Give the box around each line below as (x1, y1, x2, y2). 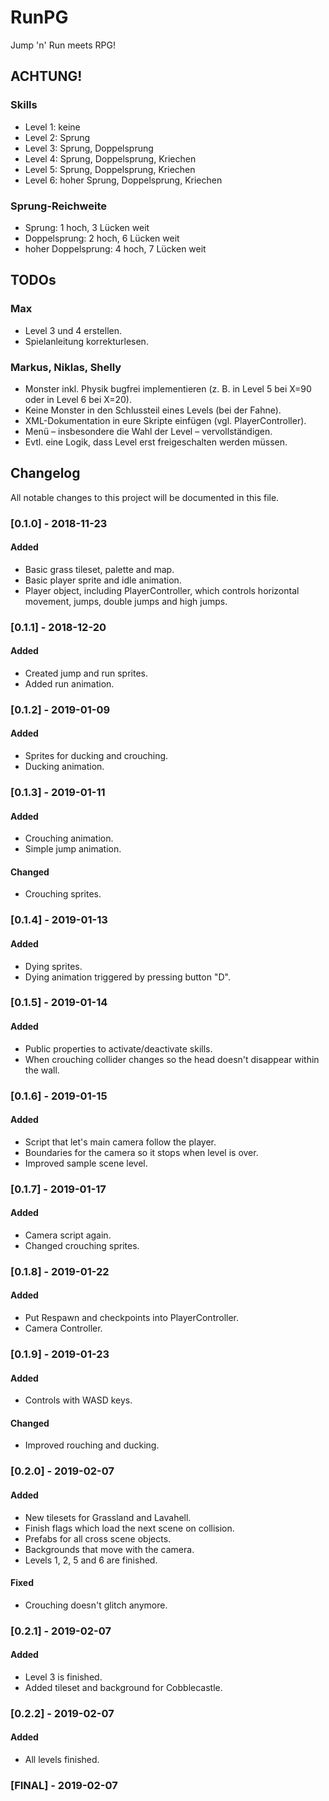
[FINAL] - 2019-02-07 (10, 1778, 118, 1792)
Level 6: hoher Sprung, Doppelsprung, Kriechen (24, 174, 223, 186)
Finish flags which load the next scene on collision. (24, 1522, 235, 1534)
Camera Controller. (24, 1322, 103, 1335)
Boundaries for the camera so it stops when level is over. (24, 1146, 259, 1158)
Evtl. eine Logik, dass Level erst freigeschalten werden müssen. (24, 436, 288, 448)
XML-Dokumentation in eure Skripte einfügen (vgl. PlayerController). (24, 414, 307, 426)
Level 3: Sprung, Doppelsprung (24, 142, 154, 154)
